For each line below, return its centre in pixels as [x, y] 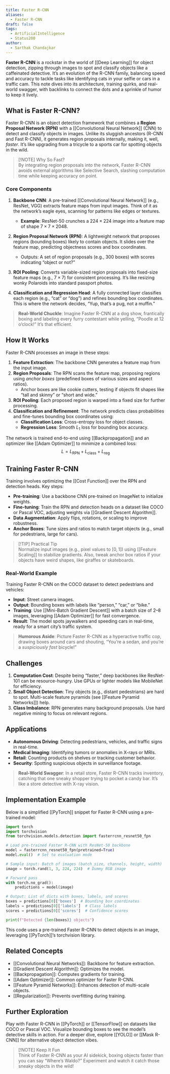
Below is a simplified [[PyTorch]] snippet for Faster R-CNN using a [75, 812]
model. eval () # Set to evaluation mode [49, 855]
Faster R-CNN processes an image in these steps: [58, 352]
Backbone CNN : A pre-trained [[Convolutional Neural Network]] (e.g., [86, 200]
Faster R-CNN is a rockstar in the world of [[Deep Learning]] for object [80, 62]
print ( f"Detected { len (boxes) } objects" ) [50, 920]
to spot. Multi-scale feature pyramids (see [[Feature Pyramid [76, 697]
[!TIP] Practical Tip [38, 544]
